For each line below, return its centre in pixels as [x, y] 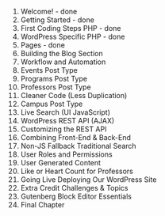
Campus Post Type [52, 104]
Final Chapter [42, 205]
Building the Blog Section [61, 53]
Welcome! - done [49, 11]
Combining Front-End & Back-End [76, 137]
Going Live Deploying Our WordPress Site [88, 180]
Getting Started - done [57, 20]
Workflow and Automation [63, 62]
